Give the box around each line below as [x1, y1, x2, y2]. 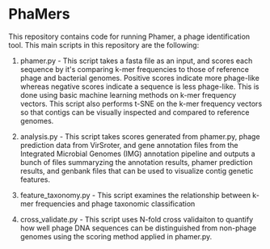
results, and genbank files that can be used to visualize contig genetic [19, 166, 254, 175]
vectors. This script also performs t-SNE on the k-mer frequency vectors [19, 99, 263, 108]
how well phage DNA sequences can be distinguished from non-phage [19, 223, 257, 233]
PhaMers [8, 5, 70, 23]
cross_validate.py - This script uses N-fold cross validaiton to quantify [19, 214, 254, 224]
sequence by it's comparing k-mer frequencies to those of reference [19, 64, 249, 74]
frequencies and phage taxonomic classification [35, 199, 196, 209]
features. [19, 175, 51, 184]
